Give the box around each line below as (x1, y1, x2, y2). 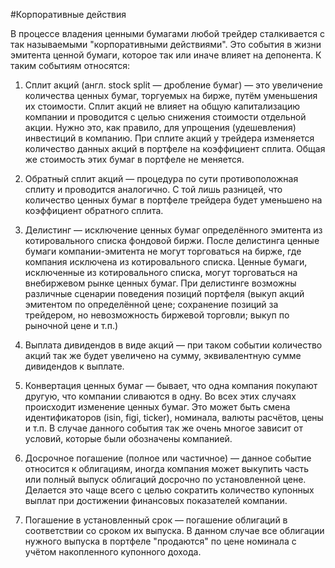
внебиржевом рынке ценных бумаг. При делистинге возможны (24, 277, 297, 289)
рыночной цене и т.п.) (24, 320, 119, 331)
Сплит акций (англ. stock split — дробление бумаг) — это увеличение (24, 79, 323, 91)
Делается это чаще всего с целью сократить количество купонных (24, 484, 315, 496)
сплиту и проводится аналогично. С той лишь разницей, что (24, 184, 283, 195)
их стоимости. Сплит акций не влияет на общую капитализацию (24, 100, 300, 112)
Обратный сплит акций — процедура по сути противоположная (24, 173, 299, 184)
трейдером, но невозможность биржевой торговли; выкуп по (24, 309, 290, 321)
